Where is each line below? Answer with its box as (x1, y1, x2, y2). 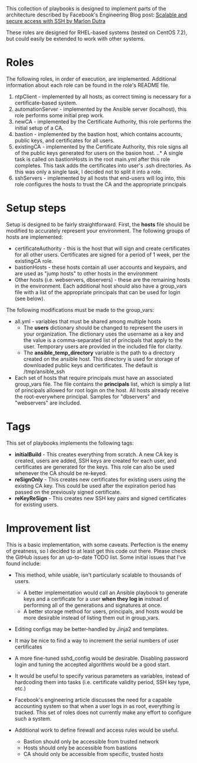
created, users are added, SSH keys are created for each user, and (14, 457, 176, 464)
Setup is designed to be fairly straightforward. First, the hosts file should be (6, 221, 190, 228)
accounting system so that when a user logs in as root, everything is (14, 702, 181, 709)
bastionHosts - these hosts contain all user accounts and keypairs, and (14, 264, 187, 271)
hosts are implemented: (6, 233, 64, 241)
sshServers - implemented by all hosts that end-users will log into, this (14, 174, 186, 182)
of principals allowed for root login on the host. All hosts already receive (14, 386, 189, 394)
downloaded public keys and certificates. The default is (23, 361, 158, 369)
